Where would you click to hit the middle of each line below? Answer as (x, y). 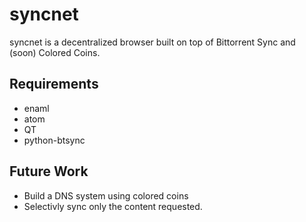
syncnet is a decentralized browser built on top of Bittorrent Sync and (152, 42)
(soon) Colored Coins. (55, 52)
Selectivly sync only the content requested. (113, 206)
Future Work (49, 171)
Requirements (54, 84)
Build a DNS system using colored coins (106, 195)
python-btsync (54, 140)
